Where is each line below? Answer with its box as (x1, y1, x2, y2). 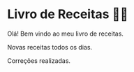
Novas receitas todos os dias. (7, 43, 93, 51)
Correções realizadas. (7, 56, 71, 65)
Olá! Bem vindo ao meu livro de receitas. (7, 29, 124, 38)
